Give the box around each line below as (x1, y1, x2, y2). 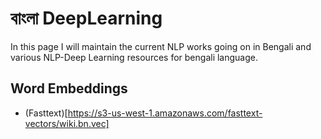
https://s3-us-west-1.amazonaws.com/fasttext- (67, 107, 263, 119)
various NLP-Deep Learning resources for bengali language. (10, 51, 258, 63)
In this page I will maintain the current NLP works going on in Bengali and (10, 40, 312, 52)
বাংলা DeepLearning (10, 7, 163, 30)
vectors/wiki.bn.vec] (24, 117, 110, 129)
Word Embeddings (10, 80, 128, 97)
